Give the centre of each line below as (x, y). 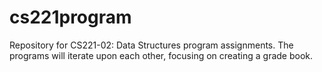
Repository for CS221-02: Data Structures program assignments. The (151, 45)
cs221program (70, 17)
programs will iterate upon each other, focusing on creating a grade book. (161, 55)
